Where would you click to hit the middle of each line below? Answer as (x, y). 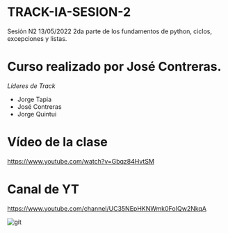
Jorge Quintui (37, 114)
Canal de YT (43, 189)
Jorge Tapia (34, 99)
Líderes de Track (31, 86)
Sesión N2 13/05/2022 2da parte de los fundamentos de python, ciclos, (109, 31)
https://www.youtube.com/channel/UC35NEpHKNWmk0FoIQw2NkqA (107, 208)
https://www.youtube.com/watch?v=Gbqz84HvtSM (81, 161)
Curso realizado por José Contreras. (114, 67)
